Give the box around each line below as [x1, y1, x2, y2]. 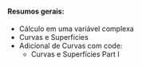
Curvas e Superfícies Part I [30, 49, 120, 59]
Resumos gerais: [7, 6, 65, 16]
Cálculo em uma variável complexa [18, 24, 135, 33]
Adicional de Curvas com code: [18, 41, 123, 51]
